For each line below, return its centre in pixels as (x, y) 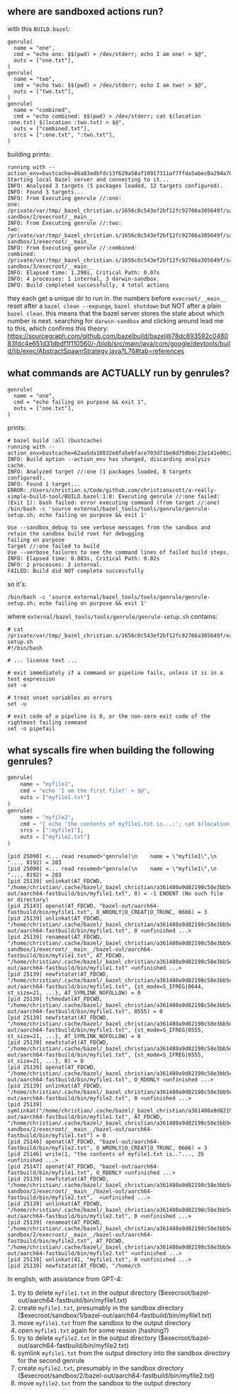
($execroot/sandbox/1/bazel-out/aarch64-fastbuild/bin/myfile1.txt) (115, 1315)
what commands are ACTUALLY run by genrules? (119, 373)
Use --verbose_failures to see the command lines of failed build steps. (119, 552)
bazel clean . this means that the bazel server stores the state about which (116, 313)
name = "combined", (42, 110)
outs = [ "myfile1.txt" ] (55, 798)
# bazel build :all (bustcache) (55, 440)
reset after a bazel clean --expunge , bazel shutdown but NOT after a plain (114, 306)
